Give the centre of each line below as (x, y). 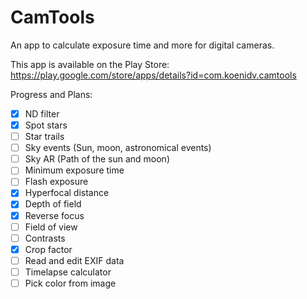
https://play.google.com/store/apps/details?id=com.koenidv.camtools (153, 75)
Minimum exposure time (74, 170)
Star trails (44, 137)
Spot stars (46, 125)
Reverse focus (54, 215)
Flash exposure (56, 182)
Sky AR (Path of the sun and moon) (97, 159)
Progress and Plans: (51, 94)
